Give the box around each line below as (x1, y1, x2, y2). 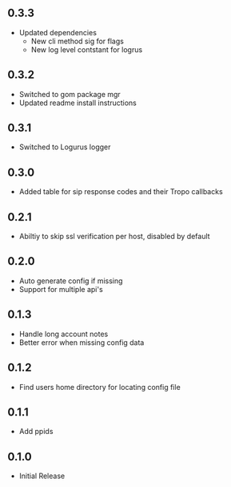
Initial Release (18, 471, 66, 481)
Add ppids (18, 427, 54, 436)
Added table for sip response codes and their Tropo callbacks (18, 187, 223, 197)
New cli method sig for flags (30, 36, 125, 46)
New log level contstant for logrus (30, 44, 143, 55)
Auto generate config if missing (18, 276, 123, 286)
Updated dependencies (18, 27, 98, 37)
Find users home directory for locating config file (18, 382, 181, 392)
